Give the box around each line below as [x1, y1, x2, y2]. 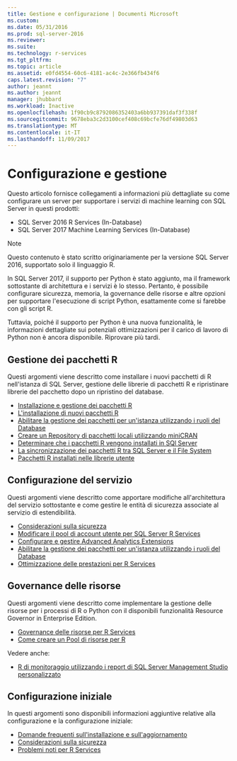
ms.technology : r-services [7, 50, 87, 57]
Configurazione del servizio [7, 474, 133, 486]
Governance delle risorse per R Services [17, 627, 136, 636]
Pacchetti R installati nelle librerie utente [17, 454, 135, 462]
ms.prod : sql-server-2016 [7, 30, 83, 38]
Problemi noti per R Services [17, 745, 101, 754]
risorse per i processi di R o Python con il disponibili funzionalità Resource [7, 606, 224, 614]
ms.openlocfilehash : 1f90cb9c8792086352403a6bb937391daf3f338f [7, 109, 198, 116]
